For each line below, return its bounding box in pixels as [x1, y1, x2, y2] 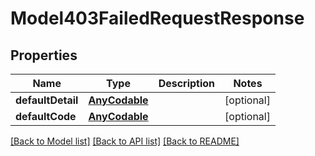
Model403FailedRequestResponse [10, 7, 305, 30]
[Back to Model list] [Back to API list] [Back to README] [10, 135, 240, 147]
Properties [10, 47, 78, 64]
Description [158, 77, 216, 90]
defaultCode [15, 110, 77, 123]
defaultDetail [15, 93, 79, 107]
